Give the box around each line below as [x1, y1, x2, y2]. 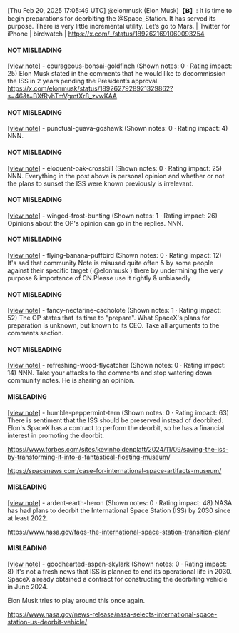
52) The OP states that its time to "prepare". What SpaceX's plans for [7, 313, 210, 323]
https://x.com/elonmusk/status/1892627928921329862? [7, 84, 173, 93]
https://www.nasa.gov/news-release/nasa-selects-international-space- [7, 610, 218, 619]
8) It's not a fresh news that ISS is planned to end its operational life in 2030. [7, 567, 233, 576]
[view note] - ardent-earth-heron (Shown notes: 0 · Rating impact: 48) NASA [7, 498, 233, 507]
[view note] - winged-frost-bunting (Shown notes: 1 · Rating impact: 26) [7, 211, 218, 220]
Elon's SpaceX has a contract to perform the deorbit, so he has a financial [7, 423, 225, 432]
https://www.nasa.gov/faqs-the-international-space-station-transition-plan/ [7, 527, 230, 536]
